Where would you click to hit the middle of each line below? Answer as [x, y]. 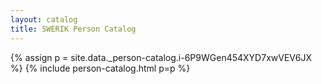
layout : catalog [44, 19]
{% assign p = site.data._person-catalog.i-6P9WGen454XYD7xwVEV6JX [161, 57]
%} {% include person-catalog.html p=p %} [100, 68]
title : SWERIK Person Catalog [73, 29]
